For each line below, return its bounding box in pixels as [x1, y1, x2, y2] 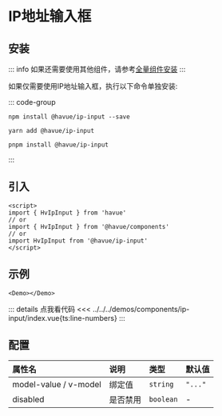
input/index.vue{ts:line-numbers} [8, 313, 117, 322]
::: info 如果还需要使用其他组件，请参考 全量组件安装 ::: [8, 65, 186, 74]
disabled [12, 394, 45, 405]
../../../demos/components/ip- [93, 304, 190, 314]
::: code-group [8, 98, 56, 106]
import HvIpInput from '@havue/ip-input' [8, 237, 149, 245]
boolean [149, 395, 178, 404]
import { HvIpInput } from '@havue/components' [8, 222, 170, 230]
